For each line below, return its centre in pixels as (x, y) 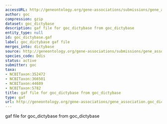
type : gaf (15, 97)
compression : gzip (24, 19)
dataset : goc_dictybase (30, 24)
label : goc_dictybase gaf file (38, 42)
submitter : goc (21, 65)
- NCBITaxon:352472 (25, 74)
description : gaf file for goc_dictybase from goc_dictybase (70, 28)
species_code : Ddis (25, 56)
